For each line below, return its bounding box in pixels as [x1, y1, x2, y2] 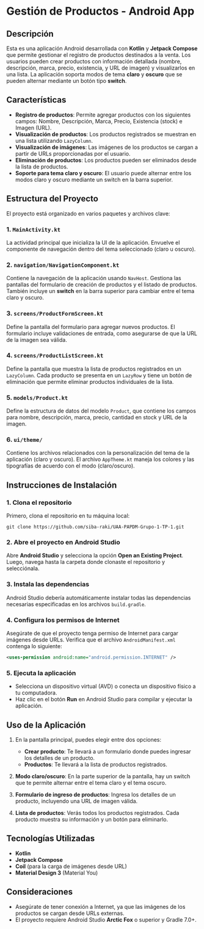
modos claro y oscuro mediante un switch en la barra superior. [15, 176, 173, 183]
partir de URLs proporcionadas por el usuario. [15, 150, 131, 157]
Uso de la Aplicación [6, 720, 86, 730]
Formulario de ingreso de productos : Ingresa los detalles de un [15, 790, 176, 798]
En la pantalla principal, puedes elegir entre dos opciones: [15, 736, 162, 743]
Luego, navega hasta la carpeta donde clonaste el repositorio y [6, 558, 166, 566]
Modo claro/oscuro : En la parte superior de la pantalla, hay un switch [15, 772, 191, 779]
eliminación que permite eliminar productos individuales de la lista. [6, 378, 174, 385]
